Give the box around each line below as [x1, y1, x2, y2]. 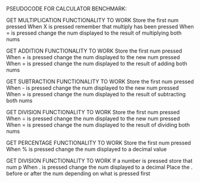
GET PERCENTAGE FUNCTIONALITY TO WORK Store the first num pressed [6, 139, 191, 146]
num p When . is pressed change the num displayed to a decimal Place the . [6, 164, 193, 170]
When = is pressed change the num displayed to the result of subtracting [6, 91, 186, 97]
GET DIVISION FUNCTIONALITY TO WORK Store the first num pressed [6, 109, 180, 115]
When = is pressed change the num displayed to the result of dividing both [6, 121, 190, 128]
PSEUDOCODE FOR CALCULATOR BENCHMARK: [6, 5, 127, 12]
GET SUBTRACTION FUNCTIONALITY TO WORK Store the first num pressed [6, 78, 194, 85]
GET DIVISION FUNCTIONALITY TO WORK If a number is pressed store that [6, 157, 193, 164]
